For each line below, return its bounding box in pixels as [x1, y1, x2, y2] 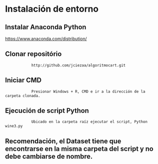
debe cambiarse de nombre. [5, 152, 93, 161]
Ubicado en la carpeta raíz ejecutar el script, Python [31, 120, 148, 124]
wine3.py [5, 123, 23, 129]
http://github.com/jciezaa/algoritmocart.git [31, 62, 126, 68]
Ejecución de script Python [5, 106, 89, 115]
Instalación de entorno [5, 3, 99, 15]
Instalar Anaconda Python [5, 23, 87, 31]
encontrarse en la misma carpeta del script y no [5, 144, 154, 153]
